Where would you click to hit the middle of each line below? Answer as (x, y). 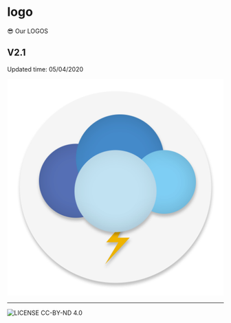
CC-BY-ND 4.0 (62, 313)
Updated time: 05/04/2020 (45, 69)
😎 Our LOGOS (28, 31)
